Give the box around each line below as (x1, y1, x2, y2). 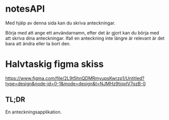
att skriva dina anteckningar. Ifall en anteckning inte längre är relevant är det (5, 35, 165, 41)
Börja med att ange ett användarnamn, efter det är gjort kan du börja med (5, 29, 159, 36)
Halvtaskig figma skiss (5, 58, 104, 70)
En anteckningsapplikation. (5, 109, 62, 115)
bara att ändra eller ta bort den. (5, 40, 71, 46)
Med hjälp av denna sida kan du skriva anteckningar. (5, 20, 116, 26)
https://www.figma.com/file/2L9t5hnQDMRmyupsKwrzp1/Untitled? (5, 75, 145, 81)
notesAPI (5, 3, 45, 15)
